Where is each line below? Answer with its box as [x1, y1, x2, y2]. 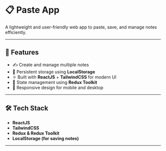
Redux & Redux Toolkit [12, 130, 60, 136]
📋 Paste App [5, 4, 60, 16]
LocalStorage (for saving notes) [12, 135, 79, 141]
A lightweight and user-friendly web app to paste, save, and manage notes [5, 24, 157, 30]
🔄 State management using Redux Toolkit [12, 79, 97, 85]
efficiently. [5, 29, 27, 35]
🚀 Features [5, 48, 39, 57]
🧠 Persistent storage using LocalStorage [12, 69, 95, 75]
